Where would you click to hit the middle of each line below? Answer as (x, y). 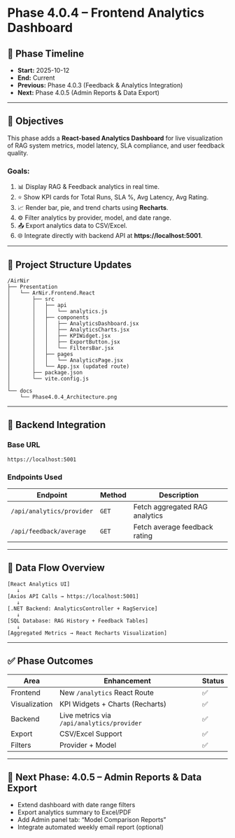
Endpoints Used (35, 477)
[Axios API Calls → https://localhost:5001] (73, 596)
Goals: (19, 171)
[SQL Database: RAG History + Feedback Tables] (78, 620)
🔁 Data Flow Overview (56, 568)
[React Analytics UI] (39, 584)
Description (179, 495)
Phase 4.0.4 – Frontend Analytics (106, 13)
